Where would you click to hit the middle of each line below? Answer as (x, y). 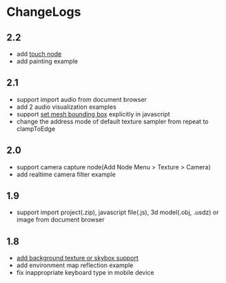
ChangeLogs (44, 12)
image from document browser (60, 220)
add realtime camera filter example (66, 174)
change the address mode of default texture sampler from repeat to (112, 121)
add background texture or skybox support (78, 258)
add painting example (47, 61)
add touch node (39, 54)
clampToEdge (36, 129)
